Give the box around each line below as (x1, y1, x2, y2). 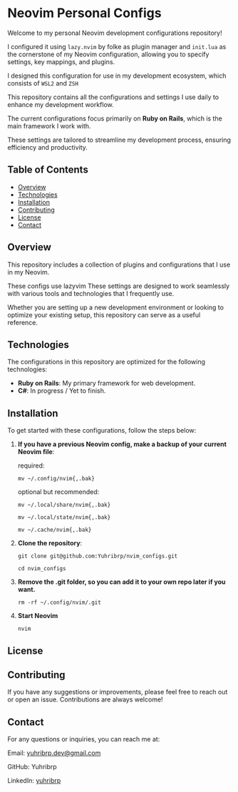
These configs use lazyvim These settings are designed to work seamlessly (7, 282, 230, 290)
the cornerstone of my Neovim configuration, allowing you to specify (7, 50, 209, 58)
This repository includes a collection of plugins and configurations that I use (7, 260, 231, 269)
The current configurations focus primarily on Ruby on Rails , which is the (7, 114, 222, 123)
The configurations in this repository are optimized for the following (7, 358, 205, 366)
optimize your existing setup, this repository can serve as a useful (7, 310, 201, 319)
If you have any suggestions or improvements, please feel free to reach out (7, 688, 228, 696)
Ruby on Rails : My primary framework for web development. (17, 379, 196, 388)
